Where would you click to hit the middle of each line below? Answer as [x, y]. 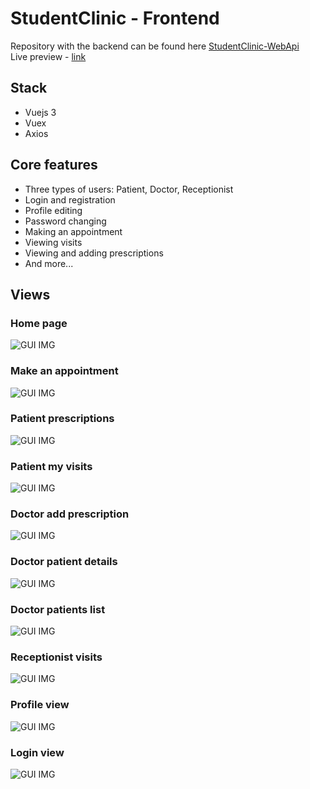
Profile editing [53, 210]
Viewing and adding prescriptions [94, 253]
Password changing [65, 221]
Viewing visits [53, 242]
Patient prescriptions [62, 419]
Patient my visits [51, 466]
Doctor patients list [58, 609]
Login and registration [70, 199]
